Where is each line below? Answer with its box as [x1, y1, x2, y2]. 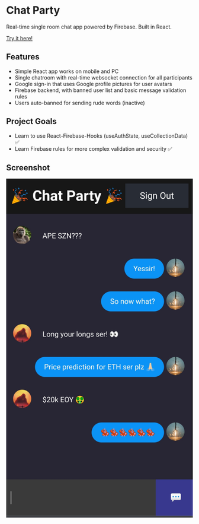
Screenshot [6, 163, 50, 173]
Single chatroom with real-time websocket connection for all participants [14, 74, 192, 81]
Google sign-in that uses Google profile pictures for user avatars [14, 80, 172, 87]
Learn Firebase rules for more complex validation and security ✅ [14, 145, 173, 152]
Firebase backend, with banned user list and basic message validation [14, 87, 187, 94]
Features [6, 52, 40, 62]
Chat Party [6, 4, 60, 17]
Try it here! [6, 34, 33, 42]
